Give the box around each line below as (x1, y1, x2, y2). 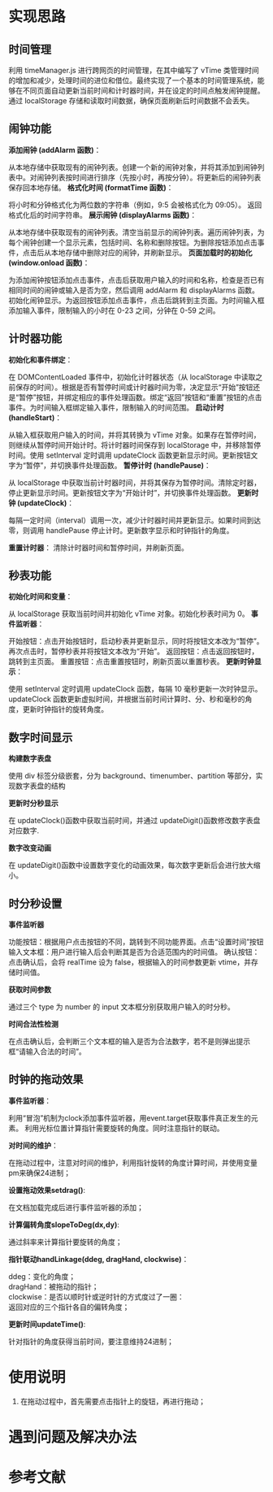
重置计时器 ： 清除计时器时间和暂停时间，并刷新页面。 (8, 542, 188, 553)
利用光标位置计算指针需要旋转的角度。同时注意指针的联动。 (24, 1123, 224, 1133)
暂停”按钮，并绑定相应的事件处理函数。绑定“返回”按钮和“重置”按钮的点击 (19, 392, 262, 402)
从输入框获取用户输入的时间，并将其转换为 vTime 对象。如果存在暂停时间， (8, 430, 262, 440)
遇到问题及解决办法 (8, 1428, 137, 1446)
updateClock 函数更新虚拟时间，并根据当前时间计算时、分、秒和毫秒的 (8, 694, 245, 704)
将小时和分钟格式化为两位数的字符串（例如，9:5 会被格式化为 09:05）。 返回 (8, 200, 262, 210)
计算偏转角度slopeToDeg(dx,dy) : (8, 1220, 119, 1230)
